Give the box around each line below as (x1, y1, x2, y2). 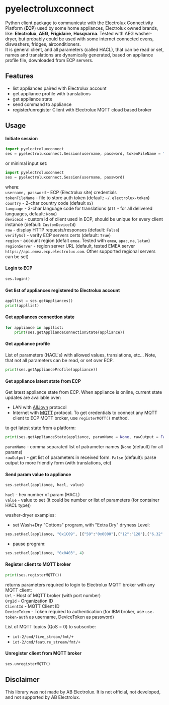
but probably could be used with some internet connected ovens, (18, 36, 154, 42)
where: (5, 184, 20, 190)
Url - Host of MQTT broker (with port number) (5, 592, 101, 598)
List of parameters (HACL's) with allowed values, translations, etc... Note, (5, 352, 157, 358)
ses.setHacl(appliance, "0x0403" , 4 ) (5, 550, 84, 555)
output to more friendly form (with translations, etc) (5, 459, 112, 465)
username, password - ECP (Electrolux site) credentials (5, 189, 117, 195)
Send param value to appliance (5, 471, 71, 477)
